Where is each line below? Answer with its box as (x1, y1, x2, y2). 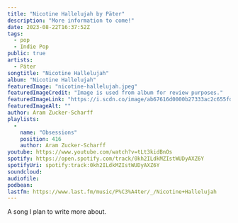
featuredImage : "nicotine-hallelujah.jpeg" (7, 83, 138, 90)
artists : (7, 57, 33, 64)
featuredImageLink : (7, 96, 65, 103)
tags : (7, 30, 23, 38)
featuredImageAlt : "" (7, 103, 72, 110)
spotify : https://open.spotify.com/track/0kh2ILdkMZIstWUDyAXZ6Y (7, 155, 204, 163)
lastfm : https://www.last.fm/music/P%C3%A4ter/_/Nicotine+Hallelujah (7, 188, 217, 195)
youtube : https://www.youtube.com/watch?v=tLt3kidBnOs (7, 149, 173, 156)
